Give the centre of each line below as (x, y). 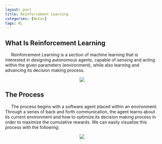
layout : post (18, 10)
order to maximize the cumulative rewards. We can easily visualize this (76, 122)
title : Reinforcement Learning (37, 14)
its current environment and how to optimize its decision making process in (81, 117)
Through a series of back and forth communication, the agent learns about (80, 112)
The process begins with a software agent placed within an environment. (84, 106)
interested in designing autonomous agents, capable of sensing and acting (80, 60)
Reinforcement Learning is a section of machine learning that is (74, 55)
